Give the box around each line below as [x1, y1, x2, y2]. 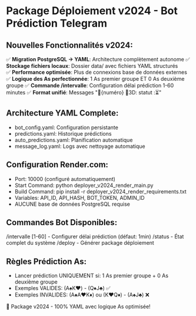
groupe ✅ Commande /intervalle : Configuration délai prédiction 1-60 [6, 82, 174, 89]
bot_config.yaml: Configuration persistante [14, 124, 119, 131]
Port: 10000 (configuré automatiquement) [14, 175, 116, 182]
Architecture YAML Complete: [6, 108, 119, 119]
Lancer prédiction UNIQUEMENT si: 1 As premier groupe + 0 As [14, 272, 169, 279]
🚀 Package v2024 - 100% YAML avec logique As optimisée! [6, 303, 151, 310]
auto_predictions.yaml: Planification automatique [14, 136, 133, 143]
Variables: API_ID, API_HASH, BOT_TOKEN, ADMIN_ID [14, 194, 145, 201]
